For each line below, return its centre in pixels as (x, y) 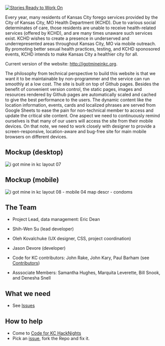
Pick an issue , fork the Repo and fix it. (51, 339)
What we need (28, 294)
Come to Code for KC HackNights (47, 333)
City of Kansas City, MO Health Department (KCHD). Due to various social (81, 23)
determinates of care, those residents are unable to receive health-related (81, 28)
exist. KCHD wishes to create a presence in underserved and (67, 38)
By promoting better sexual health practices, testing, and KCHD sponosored (82, 49)
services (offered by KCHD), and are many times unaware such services (79, 33)
